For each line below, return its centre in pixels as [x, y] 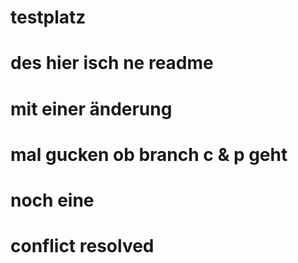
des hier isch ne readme [112, 63]
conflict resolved [82, 246]
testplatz [48, 17]
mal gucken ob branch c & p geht [149, 154]
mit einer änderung [91, 108]
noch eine [52, 200]
